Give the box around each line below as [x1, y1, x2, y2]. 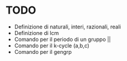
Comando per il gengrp [14, 48, 72, 55]
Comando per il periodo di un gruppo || [14, 36, 111, 43]
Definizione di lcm [14, 29, 59, 36]
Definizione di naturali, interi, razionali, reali [14, 23, 121, 30]
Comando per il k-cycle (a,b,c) [14, 42, 90, 49]
